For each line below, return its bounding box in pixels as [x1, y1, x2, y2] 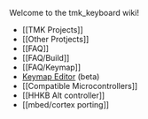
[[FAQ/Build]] [21, 53, 70, 63]
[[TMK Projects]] [21, 25, 84, 34]
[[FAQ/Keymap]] [21, 62, 82, 72]
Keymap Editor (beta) [21, 71, 100, 82]
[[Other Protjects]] [21, 34, 90, 44]
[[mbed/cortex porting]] [21, 100, 109, 109]
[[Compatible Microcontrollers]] [21, 81, 138, 91]
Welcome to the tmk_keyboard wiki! [9, 8, 140, 18]
